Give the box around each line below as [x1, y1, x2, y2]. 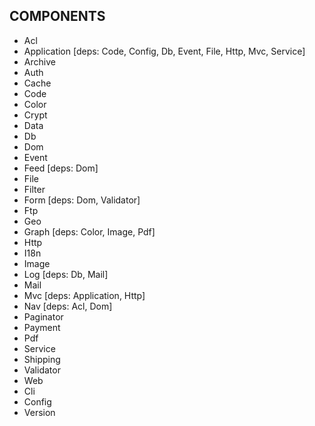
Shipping [23, 353, 61, 365]
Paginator [23, 310, 64, 323]
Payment [23, 321, 61, 333]
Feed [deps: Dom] [23, 162, 99, 174]
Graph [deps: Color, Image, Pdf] [23, 225, 156, 238]
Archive [23, 55, 56, 68]
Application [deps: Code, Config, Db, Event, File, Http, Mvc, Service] [23, 45, 306, 57]
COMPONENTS [9, 8, 106, 25]
